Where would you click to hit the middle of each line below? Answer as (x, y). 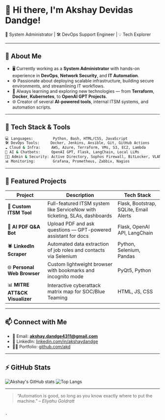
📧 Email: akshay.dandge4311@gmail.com (55, 336)
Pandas (126, 256)
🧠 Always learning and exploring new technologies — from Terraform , (83, 91)
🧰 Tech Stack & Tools (38, 127)
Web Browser (24, 273)
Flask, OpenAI (134, 226)
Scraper (17, 254)
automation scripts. (32, 107)
